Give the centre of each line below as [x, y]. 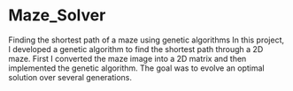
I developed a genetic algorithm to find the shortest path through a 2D [136, 49]
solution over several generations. [70, 77]
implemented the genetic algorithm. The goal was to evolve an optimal [136, 68]
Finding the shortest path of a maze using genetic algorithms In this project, [146, 40]
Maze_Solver [57, 15]
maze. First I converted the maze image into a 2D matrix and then [127, 58]
